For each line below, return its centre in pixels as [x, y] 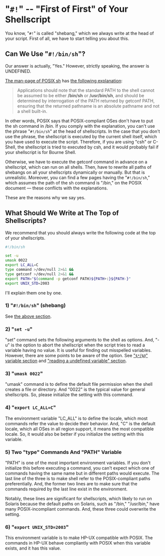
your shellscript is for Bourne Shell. [41, 152]
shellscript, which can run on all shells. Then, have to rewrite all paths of [78, 167]
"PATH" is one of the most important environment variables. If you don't [78, 463]
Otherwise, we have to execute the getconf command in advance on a [76, 162]
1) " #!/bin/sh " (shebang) [35, 305]
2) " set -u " [19, 329]
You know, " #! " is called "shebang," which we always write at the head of [80, 33]
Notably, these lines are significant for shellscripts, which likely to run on [79, 499]
